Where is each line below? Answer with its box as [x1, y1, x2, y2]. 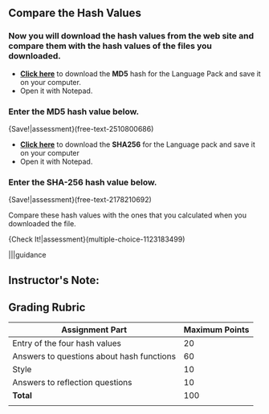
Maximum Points [183, 324, 250, 335]
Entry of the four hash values [12, 338, 122, 349]
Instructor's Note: [8, 273, 100, 287]
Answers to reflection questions [12, 377, 132, 388]
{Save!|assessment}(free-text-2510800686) [8, 124, 154, 133]
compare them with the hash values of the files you [8, 40, 213, 51]
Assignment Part [61, 324, 127, 335]
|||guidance [8, 250, 47, 260]
